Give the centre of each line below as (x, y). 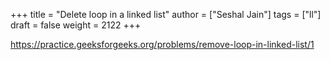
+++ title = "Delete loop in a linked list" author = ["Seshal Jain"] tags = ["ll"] (166, 14)
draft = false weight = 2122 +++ (76, 25)
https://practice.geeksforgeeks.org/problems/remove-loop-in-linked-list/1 (162, 44)
